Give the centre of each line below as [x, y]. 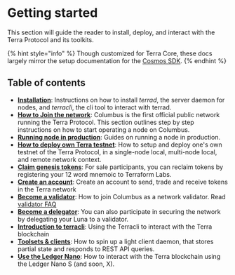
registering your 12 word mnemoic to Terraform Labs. [94, 174]
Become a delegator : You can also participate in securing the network [119, 211]
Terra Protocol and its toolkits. [51, 39]
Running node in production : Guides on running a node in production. [119, 137]
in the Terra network [47, 189]
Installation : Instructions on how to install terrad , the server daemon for [121, 100]
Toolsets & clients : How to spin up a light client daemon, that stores [115, 241]
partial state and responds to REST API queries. [86, 249]
